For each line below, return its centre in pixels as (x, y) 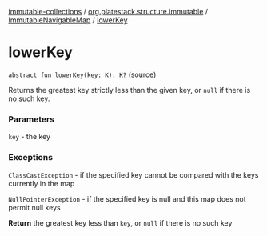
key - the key (29, 137)
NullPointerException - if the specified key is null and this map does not (127, 198)
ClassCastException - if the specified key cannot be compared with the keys (133, 174)
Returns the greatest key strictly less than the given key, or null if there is (130, 90)
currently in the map (42, 183)
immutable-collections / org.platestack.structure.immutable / (108, 12)
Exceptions (31, 158)
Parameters (31, 119)
